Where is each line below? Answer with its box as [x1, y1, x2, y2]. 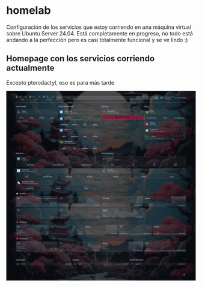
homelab [6, 4, 51, 17]
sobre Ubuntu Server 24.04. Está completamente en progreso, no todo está [6, 29, 194, 37]
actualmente [6, 63, 55, 73]
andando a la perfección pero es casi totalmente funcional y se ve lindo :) [6, 36, 188, 43]
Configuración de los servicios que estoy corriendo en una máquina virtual [6, 23, 191, 31]
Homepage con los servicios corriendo [6, 53, 155, 64]
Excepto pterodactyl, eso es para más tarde [6, 79, 115, 86]
